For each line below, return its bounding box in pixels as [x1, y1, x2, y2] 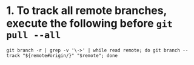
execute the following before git [6, 16, 173, 30]
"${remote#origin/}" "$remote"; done [22, 52, 118, 58]
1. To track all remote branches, [6, 4, 167, 18]
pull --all [6, 30, 61, 41]
